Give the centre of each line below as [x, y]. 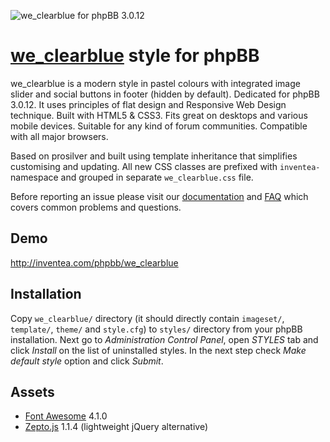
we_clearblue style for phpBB [135, 56]
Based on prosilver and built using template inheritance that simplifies [154, 156]
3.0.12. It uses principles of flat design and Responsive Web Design [148, 104]
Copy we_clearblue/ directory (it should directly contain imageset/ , [147, 318]
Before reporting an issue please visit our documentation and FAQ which [159, 196]
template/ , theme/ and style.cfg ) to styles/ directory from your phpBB [156, 329]
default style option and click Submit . [87, 361]
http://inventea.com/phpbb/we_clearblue [94, 262]
